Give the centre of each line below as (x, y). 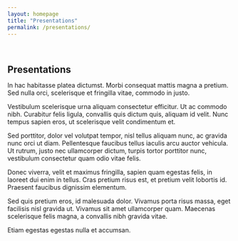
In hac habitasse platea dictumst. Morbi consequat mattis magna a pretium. (118, 86)
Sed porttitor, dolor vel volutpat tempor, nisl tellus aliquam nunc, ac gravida (118, 135)
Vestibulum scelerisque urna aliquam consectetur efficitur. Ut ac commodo (117, 107)
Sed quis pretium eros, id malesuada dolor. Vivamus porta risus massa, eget (119, 201)
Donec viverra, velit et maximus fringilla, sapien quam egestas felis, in (110, 173)
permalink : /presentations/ (49, 27)
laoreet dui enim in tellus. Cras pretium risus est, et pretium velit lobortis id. (117, 180)
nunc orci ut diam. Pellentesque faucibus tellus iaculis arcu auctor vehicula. (118, 143)
